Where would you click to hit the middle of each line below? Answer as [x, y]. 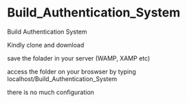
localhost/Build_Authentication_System [62, 79]
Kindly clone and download [46, 45]
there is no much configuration [51, 92]
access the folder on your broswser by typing [71, 71]
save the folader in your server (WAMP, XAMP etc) [79, 58]
